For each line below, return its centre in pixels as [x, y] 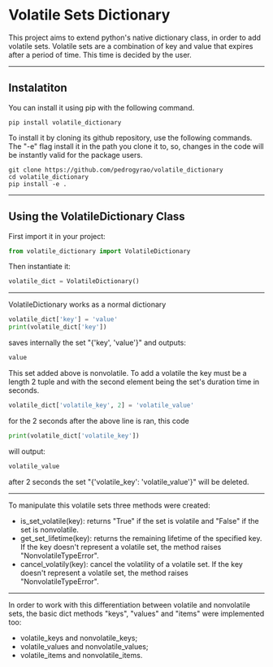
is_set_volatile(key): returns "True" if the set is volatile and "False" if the [139, 521]
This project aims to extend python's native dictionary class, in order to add [135, 37]
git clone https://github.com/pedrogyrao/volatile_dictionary [116, 170]
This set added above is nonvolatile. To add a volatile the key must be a [128, 373]
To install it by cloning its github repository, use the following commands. [130, 137]
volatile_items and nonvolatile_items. [81, 655]
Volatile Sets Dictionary [89, 15]
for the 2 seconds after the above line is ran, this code [99, 421]
